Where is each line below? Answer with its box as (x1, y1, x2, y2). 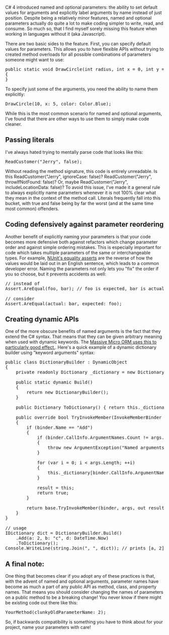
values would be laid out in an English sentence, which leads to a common (5, 260, 159, 266)
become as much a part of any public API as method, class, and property (5, 584, 157, 590)
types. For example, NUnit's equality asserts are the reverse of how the (5, 255, 153, 261)
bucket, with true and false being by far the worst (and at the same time (5, 200, 154, 206)
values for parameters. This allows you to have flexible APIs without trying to (5, 46, 164, 52)
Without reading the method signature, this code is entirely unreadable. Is (5, 168, 157, 174)
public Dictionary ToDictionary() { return (16, 405, 125, 410)
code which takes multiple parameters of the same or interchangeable (5, 249, 151, 255)
